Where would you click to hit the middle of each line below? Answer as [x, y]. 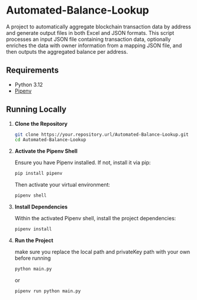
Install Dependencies [41, 207]
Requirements [32, 71]
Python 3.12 [29, 84]
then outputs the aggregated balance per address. [67, 51]
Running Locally [36, 110]
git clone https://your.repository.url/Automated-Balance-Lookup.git [102, 134]
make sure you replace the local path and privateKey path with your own [102, 252]
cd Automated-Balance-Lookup [50, 140]
